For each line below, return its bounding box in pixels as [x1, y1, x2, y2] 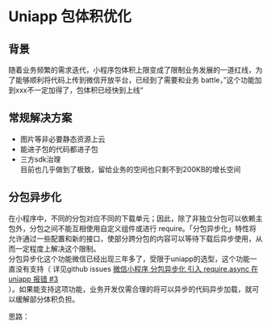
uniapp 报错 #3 [8, 274, 59, 284]
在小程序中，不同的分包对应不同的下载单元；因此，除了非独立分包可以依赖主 [8, 213, 263, 223]
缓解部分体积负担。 [15, 294, 79, 304]
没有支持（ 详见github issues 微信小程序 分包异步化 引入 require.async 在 [15, 264, 259, 273]
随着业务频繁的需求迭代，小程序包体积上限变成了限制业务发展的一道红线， [8, 65, 256, 74]
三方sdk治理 [19, 154, 61, 164]
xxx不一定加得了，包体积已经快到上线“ [15, 86, 144, 95]
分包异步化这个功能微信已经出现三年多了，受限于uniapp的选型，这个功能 [8, 254, 250, 264]
